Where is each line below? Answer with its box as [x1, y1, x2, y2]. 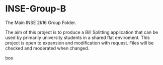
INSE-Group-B [5, 3, 66, 14]
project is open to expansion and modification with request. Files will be [5, 39, 154, 45]
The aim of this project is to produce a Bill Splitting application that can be [5, 29, 158, 35]
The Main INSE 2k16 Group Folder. [5, 19, 76, 25]
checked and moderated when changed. [5, 45, 90, 51]
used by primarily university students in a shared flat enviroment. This [5, 34, 150, 40]
